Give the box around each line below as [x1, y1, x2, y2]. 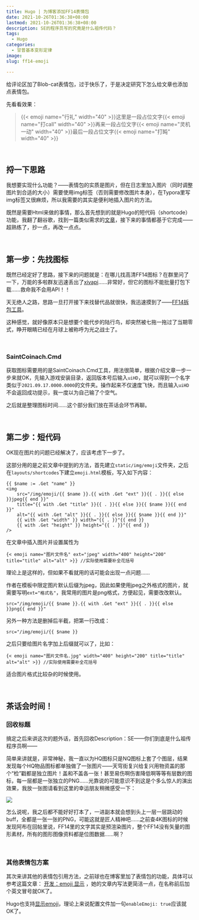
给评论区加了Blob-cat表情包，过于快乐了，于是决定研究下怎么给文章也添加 [6, 81, 188, 88]
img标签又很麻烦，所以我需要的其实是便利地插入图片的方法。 [6, 196, 156, 203]
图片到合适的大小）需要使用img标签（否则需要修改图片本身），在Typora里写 [6, 189, 191, 196]
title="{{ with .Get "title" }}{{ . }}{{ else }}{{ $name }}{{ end [17, 501, 187, 507]
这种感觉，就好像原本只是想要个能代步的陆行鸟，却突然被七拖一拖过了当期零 [6, 318, 193, 326]
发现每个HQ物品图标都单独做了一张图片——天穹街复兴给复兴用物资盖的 [6, 762, 181, 769]
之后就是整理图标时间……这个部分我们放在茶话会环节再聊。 [6, 401, 150, 409]
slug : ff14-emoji [6, 58, 49, 64]
